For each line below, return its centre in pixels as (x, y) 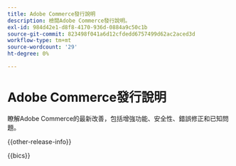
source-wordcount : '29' (43, 47)
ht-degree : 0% (28, 54)
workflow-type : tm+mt (39, 41)
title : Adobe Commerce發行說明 (52, 14)
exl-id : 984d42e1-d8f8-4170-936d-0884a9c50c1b (77, 27)
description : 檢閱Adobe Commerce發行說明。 (69, 21)
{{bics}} (19, 155)
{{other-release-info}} (39, 141)
